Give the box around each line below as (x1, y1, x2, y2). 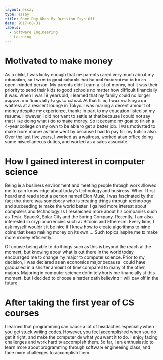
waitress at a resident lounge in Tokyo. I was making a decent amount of (5, 102, 151, 108)
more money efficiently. (5, 234, 53, 240)
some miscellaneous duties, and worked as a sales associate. (5, 139, 129, 144)
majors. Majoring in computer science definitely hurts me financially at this (5, 269, 155, 276)
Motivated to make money (5, 56, 113, 66)
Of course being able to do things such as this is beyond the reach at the (5, 243, 151, 249)
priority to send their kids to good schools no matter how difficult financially (5, 87, 158, 93)
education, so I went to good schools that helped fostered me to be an (5, 77, 146, 82)
